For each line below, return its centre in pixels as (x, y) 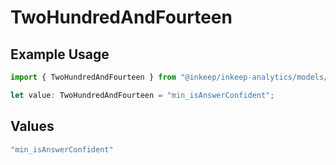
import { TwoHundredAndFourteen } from (93, 77)
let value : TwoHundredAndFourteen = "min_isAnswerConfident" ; (142, 95)
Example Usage (60, 54)
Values (32, 126)
